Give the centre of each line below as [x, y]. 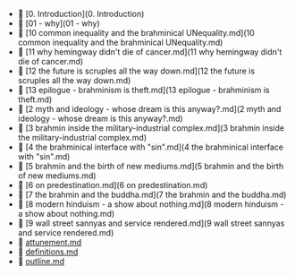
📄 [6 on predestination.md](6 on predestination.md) [113, 185]
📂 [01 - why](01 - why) [59, 23]
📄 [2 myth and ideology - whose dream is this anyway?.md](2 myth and [149, 109]
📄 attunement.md [50, 242]
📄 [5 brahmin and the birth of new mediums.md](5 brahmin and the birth [151, 166]
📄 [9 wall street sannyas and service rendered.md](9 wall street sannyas [151, 223]
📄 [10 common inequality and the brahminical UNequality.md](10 [136, 33]
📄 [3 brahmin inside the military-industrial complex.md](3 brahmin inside [151, 128]
